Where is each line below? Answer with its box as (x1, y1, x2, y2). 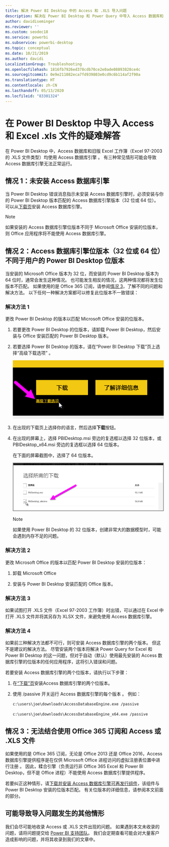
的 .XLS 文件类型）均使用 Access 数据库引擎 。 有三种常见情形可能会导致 (5, 154, 157, 160)
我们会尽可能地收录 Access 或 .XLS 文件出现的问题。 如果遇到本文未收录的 (5, 823, 160, 829)
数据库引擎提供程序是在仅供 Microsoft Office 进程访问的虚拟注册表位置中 (5, 757, 156, 763)
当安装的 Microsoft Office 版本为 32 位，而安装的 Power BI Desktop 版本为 (5, 271, 159, 277)
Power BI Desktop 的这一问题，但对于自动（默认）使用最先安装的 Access (5, 652, 157, 658)
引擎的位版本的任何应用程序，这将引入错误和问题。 (14, 659, 120, 665)
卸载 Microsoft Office (12, 570, 57, 576)
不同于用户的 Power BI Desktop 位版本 (5, 256, 125, 265)
